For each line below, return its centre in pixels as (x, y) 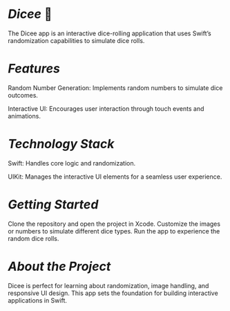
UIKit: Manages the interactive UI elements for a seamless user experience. (115, 177)
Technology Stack (61, 144)
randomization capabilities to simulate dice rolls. (76, 40)
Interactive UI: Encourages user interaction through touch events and (106, 108)
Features (34, 69)
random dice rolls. (33, 238)
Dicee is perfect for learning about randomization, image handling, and (108, 285)
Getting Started (53, 204)
